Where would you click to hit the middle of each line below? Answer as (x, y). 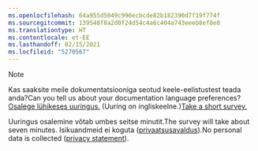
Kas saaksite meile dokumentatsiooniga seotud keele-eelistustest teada (125, 90)
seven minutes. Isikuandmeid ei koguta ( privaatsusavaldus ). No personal (125, 130)
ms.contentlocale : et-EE (49, 37)
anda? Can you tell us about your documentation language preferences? (125, 98)
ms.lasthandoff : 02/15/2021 (54, 45)
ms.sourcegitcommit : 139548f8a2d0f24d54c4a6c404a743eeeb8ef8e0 (114, 23)
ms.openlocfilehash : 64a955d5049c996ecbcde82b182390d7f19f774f (114, 15)
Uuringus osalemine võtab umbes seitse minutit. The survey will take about (129, 122)
